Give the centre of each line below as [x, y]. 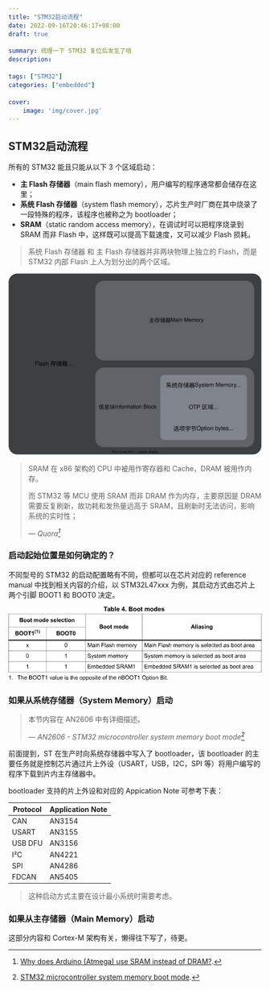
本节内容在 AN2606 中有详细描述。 [86, 719]
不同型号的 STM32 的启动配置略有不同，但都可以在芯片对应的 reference [127, 574]
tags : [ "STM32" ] [35, 77]
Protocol [27, 809]
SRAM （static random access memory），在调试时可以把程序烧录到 [132, 225]
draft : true [28, 34]
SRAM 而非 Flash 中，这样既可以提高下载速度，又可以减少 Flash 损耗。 [137, 234]
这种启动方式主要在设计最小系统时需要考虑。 [102, 896]
